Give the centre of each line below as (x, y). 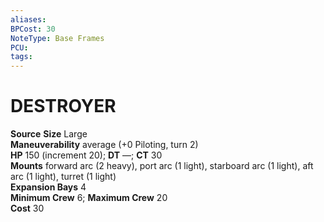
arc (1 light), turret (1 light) (63, 177)
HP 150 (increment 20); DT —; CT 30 (86, 155)
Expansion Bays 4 (48, 187)
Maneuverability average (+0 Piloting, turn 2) (104, 145)
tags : (21, 57)
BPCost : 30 (33, 29)
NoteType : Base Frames (57, 38)
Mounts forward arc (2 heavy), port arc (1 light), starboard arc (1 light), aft (162, 166)
